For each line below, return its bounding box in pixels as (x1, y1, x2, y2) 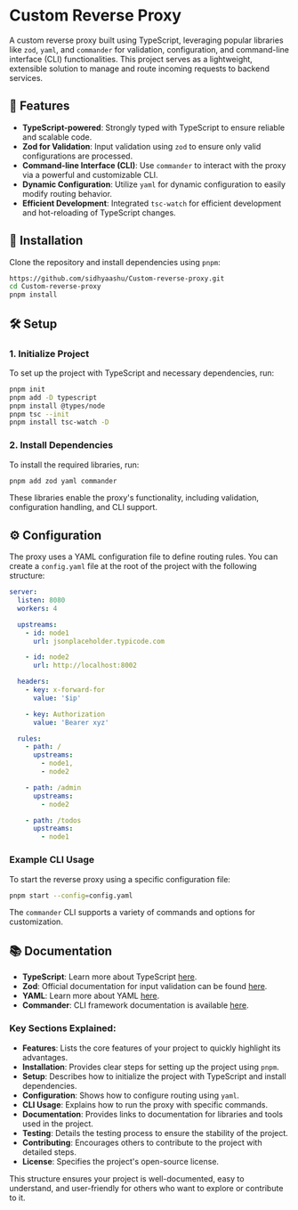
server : (9, 588, 38, 597)
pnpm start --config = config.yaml (9, 891, 133, 900)
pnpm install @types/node (9, 402, 105, 410)
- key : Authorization (25, 710, 105, 719)
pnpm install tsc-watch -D (9, 418, 109, 427)
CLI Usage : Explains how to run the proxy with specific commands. (21, 1099, 269, 1109)
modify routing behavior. (21, 188, 113, 199)
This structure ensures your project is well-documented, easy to (9, 1173, 245, 1184)
